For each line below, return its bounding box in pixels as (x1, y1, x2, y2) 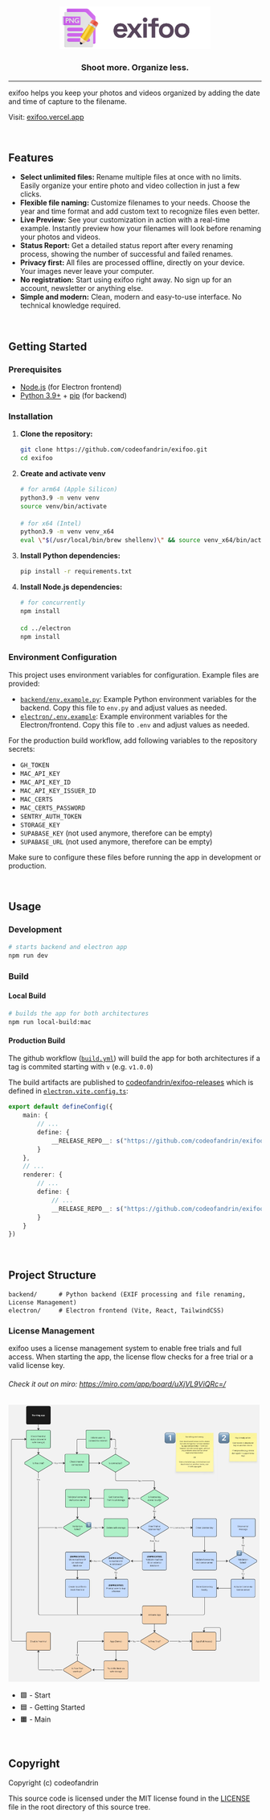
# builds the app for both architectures (8, 1009, 149, 1018)
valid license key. (8, 1361, 66, 1370)
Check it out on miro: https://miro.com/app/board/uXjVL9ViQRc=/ (8, 1378, 227, 1388)
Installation (8, 410, 54, 421)
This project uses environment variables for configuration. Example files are (8, 670, 260, 679)
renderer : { (22, 1171, 63, 1179)
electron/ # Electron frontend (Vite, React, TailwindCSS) (8, 1307, 225, 1315)
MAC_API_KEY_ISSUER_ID (19, 786, 96, 795)
